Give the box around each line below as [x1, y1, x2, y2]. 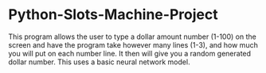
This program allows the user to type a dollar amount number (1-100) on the [8, 32, 256, 41]
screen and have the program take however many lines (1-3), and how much [8, 40, 259, 49]
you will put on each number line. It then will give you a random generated [8, 48, 252, 58]
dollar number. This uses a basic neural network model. [8, 57, 190, 67]
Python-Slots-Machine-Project [8, 6, 218, 24]
